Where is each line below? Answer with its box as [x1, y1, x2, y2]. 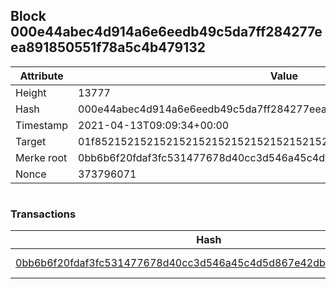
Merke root [15, 150, 68, 164]
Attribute [19, 69, 64, 83]
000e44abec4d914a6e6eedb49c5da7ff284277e [10, 24, 323, 41]
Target [15, 134, 47, 148]
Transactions [10, 207, 77, 221]
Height [15, 85, 47, 99]
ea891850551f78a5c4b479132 [10, 39, 207, 56]
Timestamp [15, 118, 69, 132]
